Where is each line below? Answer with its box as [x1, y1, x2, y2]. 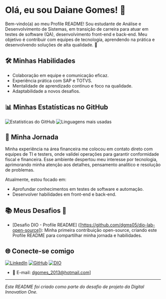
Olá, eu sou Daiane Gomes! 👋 [5, 4, 126, 16]
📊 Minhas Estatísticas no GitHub [5, 103, 109, 112]
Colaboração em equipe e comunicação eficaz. [12, 72, 109, 78]
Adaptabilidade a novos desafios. [12, 88, 81, 94]
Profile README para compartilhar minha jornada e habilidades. [12, 232, 142, 239]
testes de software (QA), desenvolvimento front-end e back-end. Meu [5, 31, 147, 37]
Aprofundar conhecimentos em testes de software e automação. [12, 186, 144, 192]
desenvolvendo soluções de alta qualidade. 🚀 [5, 42, 98, 47]
